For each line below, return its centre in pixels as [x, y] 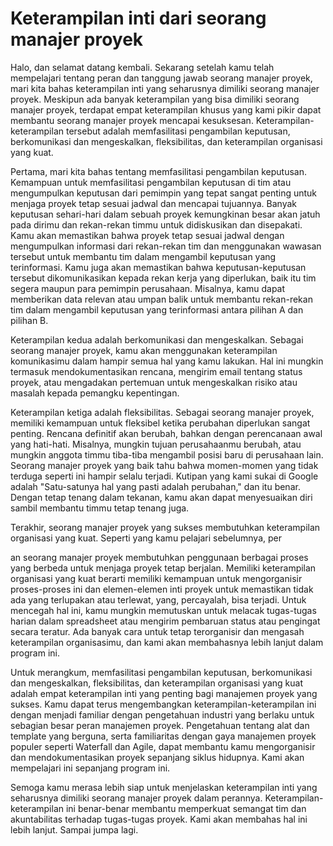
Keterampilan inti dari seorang [138, 18]
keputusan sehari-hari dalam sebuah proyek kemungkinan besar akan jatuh [165, 214]
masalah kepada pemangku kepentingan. [95, 393]
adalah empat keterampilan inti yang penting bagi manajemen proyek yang [164, 693]
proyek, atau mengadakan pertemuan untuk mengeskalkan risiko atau [154, 382]
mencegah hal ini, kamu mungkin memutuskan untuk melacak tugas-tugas [163, 610]
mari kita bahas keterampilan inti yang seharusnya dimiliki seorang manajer [165, 88]
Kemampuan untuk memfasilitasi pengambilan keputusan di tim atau [151, 182]
